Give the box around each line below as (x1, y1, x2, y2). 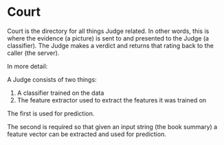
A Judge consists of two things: (7, 75, 98, 83)
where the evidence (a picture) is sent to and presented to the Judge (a (7, 34, 210, 42)
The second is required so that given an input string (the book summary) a (7, 122, 218, 131)
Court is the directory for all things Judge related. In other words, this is (7, 27, 210, 35)
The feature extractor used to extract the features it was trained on (16, 96, 207, 104)
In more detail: (7, 62, 48, 70)
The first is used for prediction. (7, 109, 95, 118)
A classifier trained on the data (16, 89, 104, 97)
